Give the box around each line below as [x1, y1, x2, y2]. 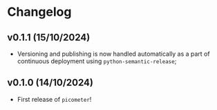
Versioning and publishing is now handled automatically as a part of [17, 49, 210, 58]
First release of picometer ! [17, 95, 92, 103]
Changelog [7, 4, 72, 20]
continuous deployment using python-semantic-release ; [17, 57, 177, 65]
